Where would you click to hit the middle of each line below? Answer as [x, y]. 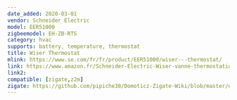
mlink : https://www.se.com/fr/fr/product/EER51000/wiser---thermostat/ [115, 60]
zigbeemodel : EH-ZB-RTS [42, 33]
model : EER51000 [31, 27]
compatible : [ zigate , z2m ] [45, 79]
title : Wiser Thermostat [44, 54]
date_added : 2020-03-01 [42, 14]
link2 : [17, 73]
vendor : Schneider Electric [49, 20]
